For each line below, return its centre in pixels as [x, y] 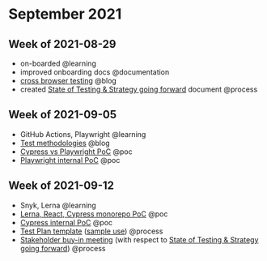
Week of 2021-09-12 [61, 186]
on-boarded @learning [58, 63]
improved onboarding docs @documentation [95, 72]
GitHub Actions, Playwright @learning [83, 134]
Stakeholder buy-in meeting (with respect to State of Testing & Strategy [139, 239]
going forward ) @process [63, 248]
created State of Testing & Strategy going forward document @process [139, 89]
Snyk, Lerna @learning [58, 205]
